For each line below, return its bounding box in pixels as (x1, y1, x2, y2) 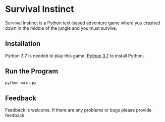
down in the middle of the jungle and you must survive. (5, 25, 117, 31)
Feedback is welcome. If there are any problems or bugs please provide (5, 107, 152, 113)
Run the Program (5, 67, 58, 75)
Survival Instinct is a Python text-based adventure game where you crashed (5, 20, 160, 26)
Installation (5, 40, 41, 48)
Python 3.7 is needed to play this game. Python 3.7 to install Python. (5, 53, 144, 59)
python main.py (5, 80, 37, 85)
